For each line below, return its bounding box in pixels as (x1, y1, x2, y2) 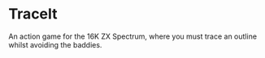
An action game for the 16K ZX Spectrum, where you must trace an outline (8, 31, 258, 41)
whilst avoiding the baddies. (8, 39, 102, 49)
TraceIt (8, 5, 59, 23)
